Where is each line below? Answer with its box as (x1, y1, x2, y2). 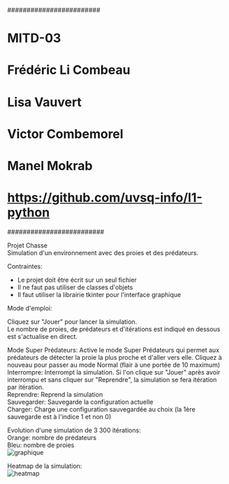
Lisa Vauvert (7, 94, 82, 110)
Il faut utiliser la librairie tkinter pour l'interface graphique (17, 290, 182, 298)
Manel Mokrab (7, 158, 93, 174)
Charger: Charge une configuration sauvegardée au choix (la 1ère (7, 404, 195, 414)
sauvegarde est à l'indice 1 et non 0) (7, 412, 112, 421)
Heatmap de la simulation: (7, 462, 82, 470)
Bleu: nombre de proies (7, 441, 75, 449)
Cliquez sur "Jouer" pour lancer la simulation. (7, 317, 138, 326)
